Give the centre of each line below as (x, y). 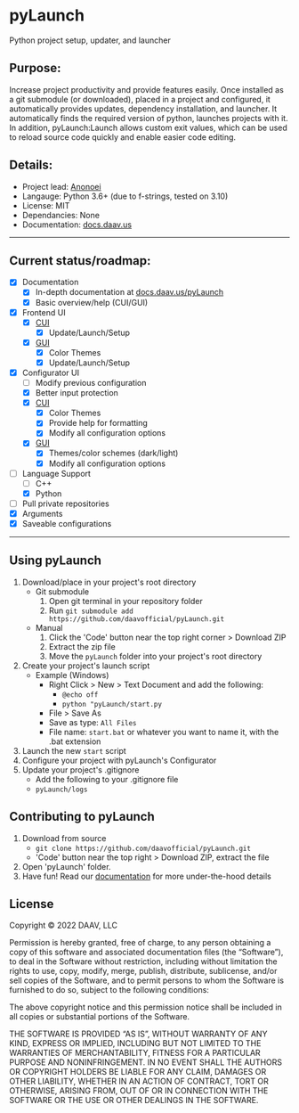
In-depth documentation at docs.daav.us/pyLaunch (129, 292)
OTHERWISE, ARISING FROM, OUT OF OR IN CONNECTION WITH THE (139, 1091)
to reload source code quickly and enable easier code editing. (123, 137)
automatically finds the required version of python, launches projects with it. (149, 118)
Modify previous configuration (91, 383)
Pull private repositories (65, 503)
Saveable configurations (67, 523)
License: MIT (46, 205)
